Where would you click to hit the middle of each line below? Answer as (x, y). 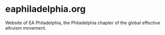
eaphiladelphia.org (46, 9)
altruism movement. (26, 28)
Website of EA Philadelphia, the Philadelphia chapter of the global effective (83, 23)
